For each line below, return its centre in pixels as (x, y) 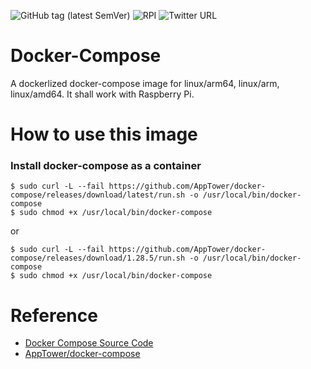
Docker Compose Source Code (89, 343)
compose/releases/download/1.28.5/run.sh (98, 258)
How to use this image (104, 134)
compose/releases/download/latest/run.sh (98, 195)
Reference (54, 315)
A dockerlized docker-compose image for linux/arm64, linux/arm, (145, 83)
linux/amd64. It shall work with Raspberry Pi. (102, 94)
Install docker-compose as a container (106, 166)
